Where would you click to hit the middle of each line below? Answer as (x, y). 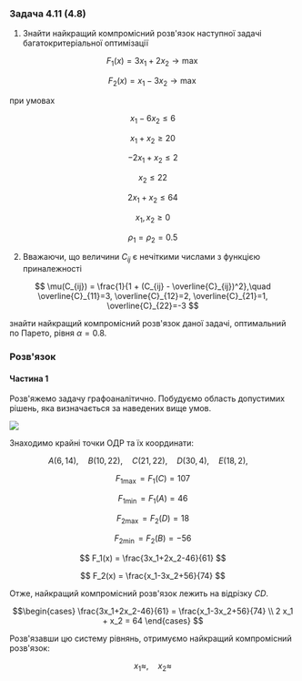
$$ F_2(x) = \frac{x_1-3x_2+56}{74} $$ (153, 575)
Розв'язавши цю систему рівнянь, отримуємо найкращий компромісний (151, 638)
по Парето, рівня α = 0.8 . (58, 333)
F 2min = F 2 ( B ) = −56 (153, 539)
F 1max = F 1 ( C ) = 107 (153, 480)
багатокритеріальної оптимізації (85, 43)
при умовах (32, 100)
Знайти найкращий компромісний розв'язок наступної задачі (142, 34)
